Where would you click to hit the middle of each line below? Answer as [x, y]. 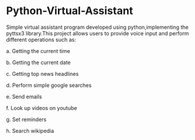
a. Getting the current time [38, 51]
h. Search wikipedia [30, 131]
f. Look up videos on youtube [42, 108]
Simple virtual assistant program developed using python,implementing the [97, 27]
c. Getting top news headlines [42, 74]
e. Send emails [24, 96]
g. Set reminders [26, 119]
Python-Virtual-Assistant [70, 11]
